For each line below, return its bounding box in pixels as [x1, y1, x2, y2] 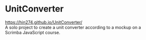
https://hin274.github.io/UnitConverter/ [5, 19, 83, 25]
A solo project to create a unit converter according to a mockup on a [5, 24, 141, 30]
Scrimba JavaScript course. [5, 29, 60, 35]
